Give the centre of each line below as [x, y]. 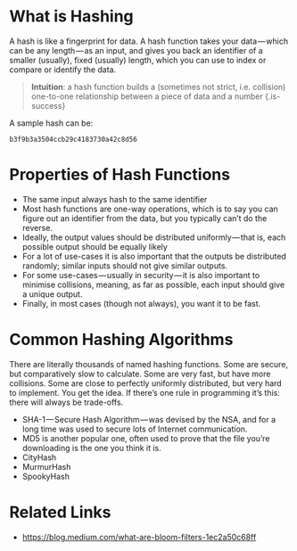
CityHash [39, 457]
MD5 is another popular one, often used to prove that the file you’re [146, 438]
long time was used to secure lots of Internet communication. [135, 429]
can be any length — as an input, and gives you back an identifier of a [136, 50]
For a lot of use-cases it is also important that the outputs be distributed [154, 256]
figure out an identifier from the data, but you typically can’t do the [144, 218]
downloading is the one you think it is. [92, 448]
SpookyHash [45, 476]
